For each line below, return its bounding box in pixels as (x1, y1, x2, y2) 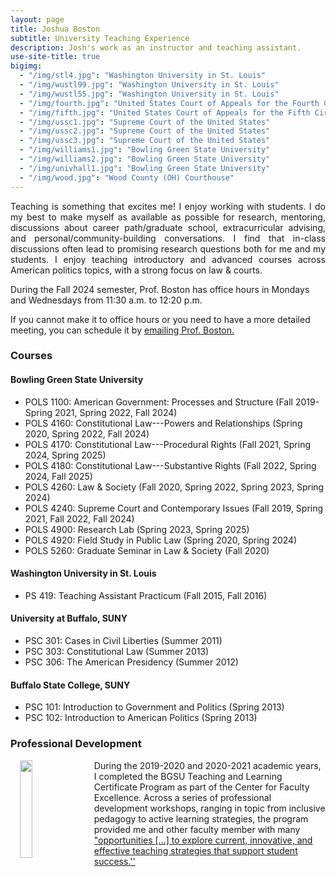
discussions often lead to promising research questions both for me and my (10, 242, 326, 255)
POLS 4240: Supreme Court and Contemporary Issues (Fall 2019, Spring (24, 502, 324, 514)
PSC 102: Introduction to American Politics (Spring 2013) (24, 712, 258, 724)
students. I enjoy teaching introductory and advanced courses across (10, 253, 326, 265)
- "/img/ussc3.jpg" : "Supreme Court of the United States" (19, 136, 271, 146)
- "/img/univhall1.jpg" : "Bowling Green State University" (19, 163, 271, 173)
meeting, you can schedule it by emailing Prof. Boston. (10, 324, 235, 336)
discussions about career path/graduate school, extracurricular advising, (10, 221, 326, 233)
